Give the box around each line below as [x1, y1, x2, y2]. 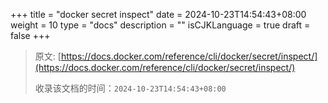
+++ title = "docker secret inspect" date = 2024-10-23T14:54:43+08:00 [10, 9, 307, 20]
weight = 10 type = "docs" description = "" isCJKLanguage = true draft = [10, 19, 311, 31]
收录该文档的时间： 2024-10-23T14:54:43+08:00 [34, 82, 227, 94]
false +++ [10, 30, 51, 41]
